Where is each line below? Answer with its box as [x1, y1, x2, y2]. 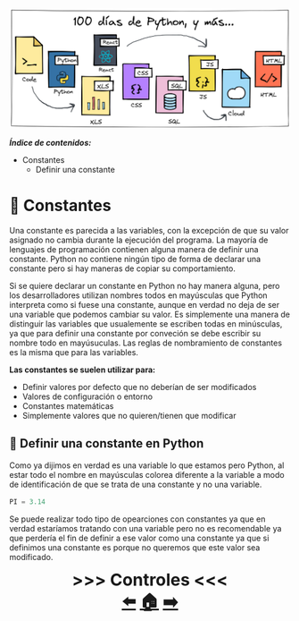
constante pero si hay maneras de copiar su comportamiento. [9, 263, 237, 274]
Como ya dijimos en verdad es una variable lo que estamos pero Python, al [9, 460, 285, 471]
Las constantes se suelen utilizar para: [9, 364, 156, 375]
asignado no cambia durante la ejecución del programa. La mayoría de [9, 234, 269, 245]
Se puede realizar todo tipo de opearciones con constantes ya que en [9, 514, 266, 524]
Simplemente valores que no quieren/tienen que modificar [21, 411, 237, 421]
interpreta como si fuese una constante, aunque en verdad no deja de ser [9, 300, 280, 310]
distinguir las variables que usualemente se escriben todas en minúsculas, [9, 319, 283, 329]
